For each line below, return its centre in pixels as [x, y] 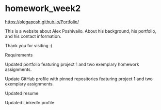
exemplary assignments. [30, 84]
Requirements [19, 55]
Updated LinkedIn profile [30, 102]
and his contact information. [33, 36]
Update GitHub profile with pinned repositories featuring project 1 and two [79, 79]
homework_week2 [43, 8]
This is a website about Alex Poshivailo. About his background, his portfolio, [81, 31]
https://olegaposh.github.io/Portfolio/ [42, 22]
